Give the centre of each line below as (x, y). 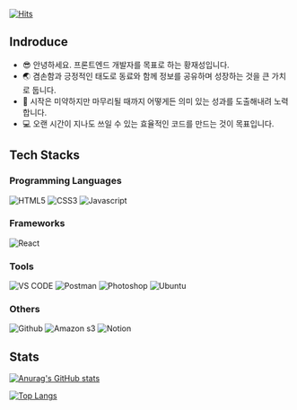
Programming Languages (66, 181)
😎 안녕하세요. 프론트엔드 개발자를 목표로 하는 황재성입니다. (126, 65)
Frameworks (37, 223)
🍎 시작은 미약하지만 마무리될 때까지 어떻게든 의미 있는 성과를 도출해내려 (147, 101)
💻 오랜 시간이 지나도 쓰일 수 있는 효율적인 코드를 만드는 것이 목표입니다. (148, 123)
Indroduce (39, 42)
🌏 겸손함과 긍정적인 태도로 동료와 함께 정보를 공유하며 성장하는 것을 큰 (146, 75)
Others (25, 310)
